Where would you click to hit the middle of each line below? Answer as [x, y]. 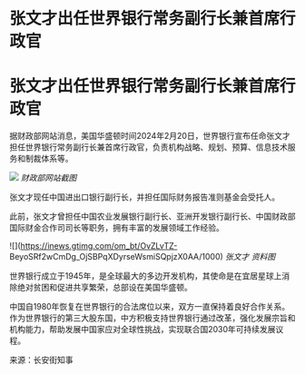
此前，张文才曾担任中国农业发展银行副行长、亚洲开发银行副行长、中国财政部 [152, 217]
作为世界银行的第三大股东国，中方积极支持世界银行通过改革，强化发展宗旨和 [152, 318]
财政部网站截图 [49, 178]
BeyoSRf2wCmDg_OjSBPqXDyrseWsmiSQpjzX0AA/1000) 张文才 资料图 [143, 257]
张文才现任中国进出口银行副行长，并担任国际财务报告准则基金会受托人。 [144, 197]
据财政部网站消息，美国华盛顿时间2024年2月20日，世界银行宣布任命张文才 [150, 136]
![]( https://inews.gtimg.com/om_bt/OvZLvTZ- [93, 246]
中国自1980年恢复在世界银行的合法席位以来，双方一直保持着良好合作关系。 [150, 307]
